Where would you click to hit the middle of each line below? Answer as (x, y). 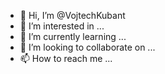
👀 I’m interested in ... (62, 26)
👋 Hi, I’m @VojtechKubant (72, 15)
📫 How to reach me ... (66, 58)
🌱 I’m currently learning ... (73, 36)
